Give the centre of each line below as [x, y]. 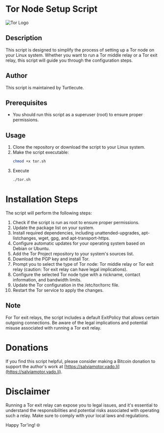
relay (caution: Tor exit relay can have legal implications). [70, 269]
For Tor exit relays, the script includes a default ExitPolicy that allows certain [82, 317]
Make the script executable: [41, 153]
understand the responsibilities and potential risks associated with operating [82, 410]
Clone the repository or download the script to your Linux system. [79, 147]
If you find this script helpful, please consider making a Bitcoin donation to [81, 361]
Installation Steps [42, 199]
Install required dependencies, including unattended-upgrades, [76, 233]
